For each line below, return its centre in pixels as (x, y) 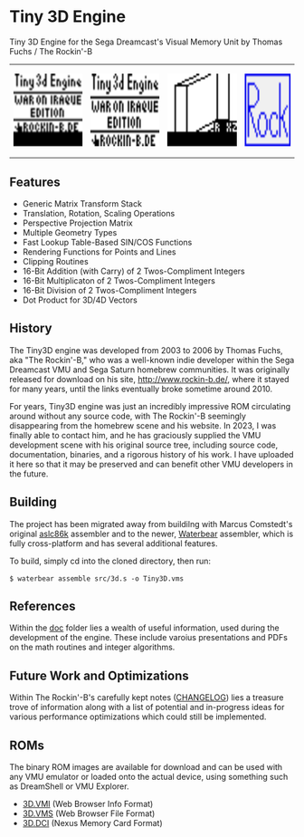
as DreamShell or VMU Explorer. (69, 786)
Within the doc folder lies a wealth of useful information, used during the (144, 628)
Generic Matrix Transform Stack (82, 204)
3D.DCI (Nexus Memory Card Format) (92, 823)
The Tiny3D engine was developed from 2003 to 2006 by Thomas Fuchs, (146, 350)
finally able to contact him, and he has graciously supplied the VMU (135, 435)
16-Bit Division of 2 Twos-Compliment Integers (109, 290)
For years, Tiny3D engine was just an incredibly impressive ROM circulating (150, 406)
